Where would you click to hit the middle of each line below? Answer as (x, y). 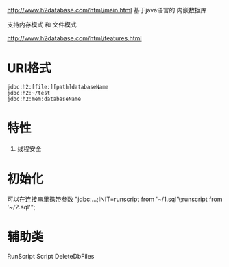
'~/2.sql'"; (21, 207)
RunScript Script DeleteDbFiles (51, 256)
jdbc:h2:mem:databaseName (44, 99)
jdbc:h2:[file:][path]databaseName (58, 87)
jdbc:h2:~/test (29, 93)
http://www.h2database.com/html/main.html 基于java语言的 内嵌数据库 (107, 10)
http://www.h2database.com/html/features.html (74, 38)
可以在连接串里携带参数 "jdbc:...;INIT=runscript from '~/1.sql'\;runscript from (115, 199)
